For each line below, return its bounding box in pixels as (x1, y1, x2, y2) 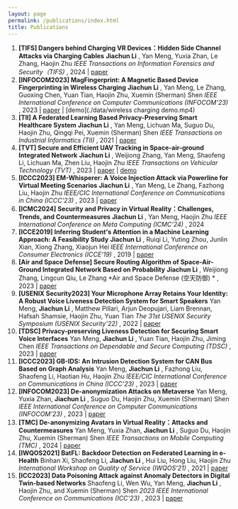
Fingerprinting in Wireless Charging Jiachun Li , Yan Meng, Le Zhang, (18, 83, 226, 92)
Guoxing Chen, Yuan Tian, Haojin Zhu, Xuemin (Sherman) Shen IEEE (18, 91, 218, 99)
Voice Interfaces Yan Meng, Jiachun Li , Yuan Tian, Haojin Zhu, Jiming (18, 335, 226, 343)
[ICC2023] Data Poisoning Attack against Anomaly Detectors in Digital (18, 471, 230, 480)
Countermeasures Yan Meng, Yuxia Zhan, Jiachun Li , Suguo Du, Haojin (18, 426, 231, 435)
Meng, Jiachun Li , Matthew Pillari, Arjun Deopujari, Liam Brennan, (18, 304, 212, 313)
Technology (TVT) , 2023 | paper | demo (18, 166, 137, 174)
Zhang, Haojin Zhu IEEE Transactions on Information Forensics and (18, 60, 215, 68)
